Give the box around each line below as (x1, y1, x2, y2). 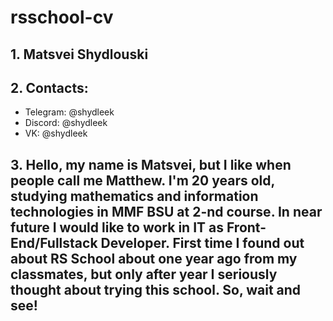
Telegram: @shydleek (24, 106, 115, 118)
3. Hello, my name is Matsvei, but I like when (10, 156, 292, 173)
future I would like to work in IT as (10, 219, 224, 236)
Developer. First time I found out (100, 234, 305, 251)
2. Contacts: (10, 79, 89, 96)
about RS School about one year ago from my (10, 250, 298, 267)
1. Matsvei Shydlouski (10, 46, 149, 63)
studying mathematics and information (10, 187, 259, 205)
